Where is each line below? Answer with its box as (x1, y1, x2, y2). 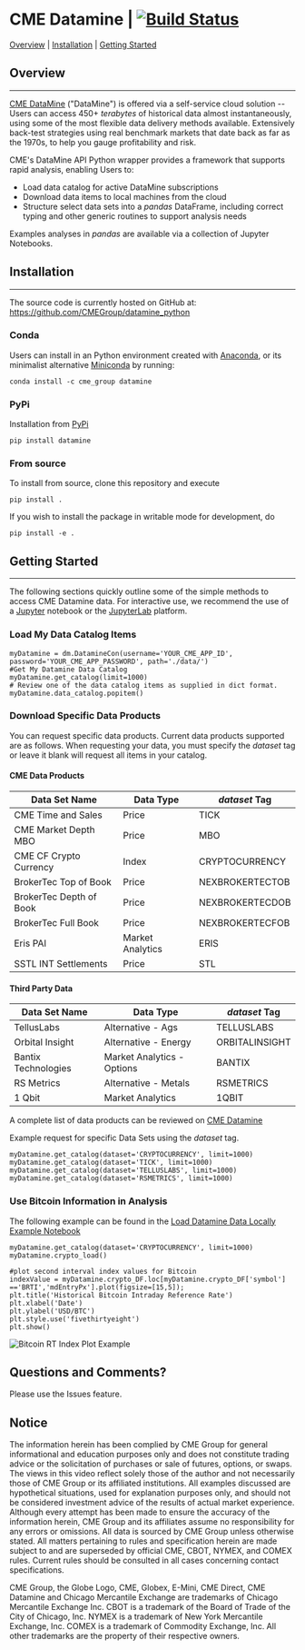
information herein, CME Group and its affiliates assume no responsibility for (9, 1516, 295, 1527)
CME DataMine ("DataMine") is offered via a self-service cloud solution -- (9, 98, 286, 109)
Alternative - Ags (103, 1021, 179, 1034)
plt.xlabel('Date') (9, 1298, 84, 1307)
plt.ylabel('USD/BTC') (9, 1307, 95, 1316)
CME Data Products (9, 770, 84, 781)
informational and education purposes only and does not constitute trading (9, 1449, 290, 1460)
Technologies (14, 1062, 72, 1075)
